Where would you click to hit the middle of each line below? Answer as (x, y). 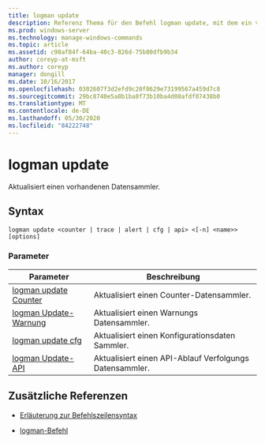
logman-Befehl (44, 430)
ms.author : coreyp (38, 67)
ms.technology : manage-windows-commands (76, 38)
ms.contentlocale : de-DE (49, 111)
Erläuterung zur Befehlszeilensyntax (78, 415)
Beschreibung (173, 276)
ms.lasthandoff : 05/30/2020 (54, 118)
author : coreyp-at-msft (47, 60)
